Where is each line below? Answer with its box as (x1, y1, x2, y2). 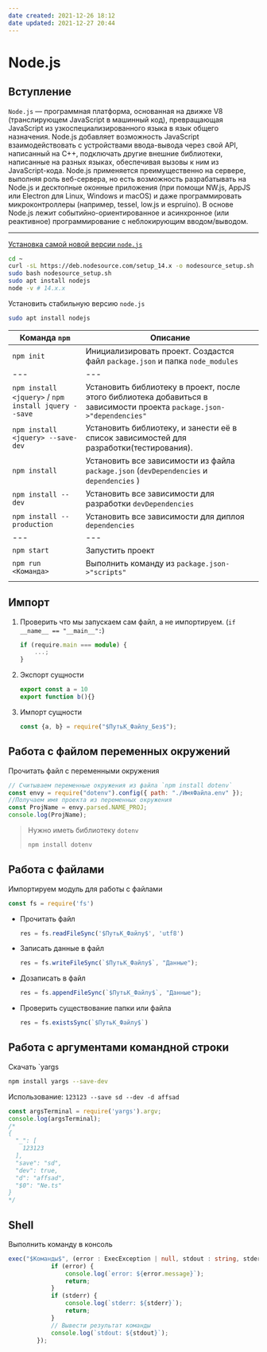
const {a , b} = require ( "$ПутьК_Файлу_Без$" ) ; (19, 722, 177, 730)
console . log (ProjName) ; (8, 811, 87, 819)
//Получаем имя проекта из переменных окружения (8, 796, 172, 804)
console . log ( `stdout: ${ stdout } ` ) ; (50, 1329, 169, 1337)
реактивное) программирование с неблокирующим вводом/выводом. (8, 216, 249, 226)
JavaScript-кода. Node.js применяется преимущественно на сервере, (8, 165, 246, 175)
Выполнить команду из (85, 557, 175, 568)
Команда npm (19, 332, 71, 343)
